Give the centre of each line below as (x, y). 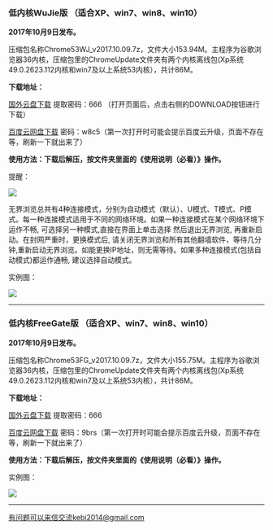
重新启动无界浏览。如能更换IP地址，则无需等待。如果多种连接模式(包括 (136, 250)
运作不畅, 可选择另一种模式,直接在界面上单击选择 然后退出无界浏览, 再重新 (132, 230)
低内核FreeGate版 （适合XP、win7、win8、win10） (111, 323)
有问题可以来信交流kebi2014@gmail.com (76, 517)
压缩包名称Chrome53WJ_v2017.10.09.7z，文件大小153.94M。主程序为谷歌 (131, 50)
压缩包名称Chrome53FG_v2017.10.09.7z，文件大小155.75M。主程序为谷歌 (131, 360)
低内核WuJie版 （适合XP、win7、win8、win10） (105, 12)
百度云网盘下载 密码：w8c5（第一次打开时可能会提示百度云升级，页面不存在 (136, 132)
